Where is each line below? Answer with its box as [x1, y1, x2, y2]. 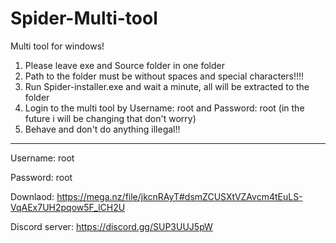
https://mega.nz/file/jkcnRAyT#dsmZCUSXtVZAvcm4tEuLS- [56, 190, 303, 202]
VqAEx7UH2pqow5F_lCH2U [10, 201, 126, 213]
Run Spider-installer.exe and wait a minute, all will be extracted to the [24, 80, 310, 92]
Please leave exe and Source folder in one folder [24, 59, 225, 71]
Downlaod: [10, 190, 55, 202]
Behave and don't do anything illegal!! [24, 123, 181, 135]
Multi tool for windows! [10, 40, 105, 52]
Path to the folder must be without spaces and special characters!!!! [24, 70, 305, 82]
